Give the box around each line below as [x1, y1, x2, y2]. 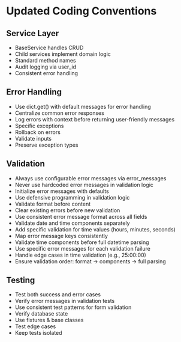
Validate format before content [14, 200, 91, 207]
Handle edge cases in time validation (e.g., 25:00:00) [14, 251, 147, 258]
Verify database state [14, 310, 68, 317]
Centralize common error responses [14, 109, 105, 117]
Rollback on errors [14, 128, 61, 136]
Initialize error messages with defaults [14, 188, 109, 195]
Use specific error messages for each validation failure [14, 245, 151, 252]
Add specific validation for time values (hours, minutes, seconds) [14, 225, 176, 233]
